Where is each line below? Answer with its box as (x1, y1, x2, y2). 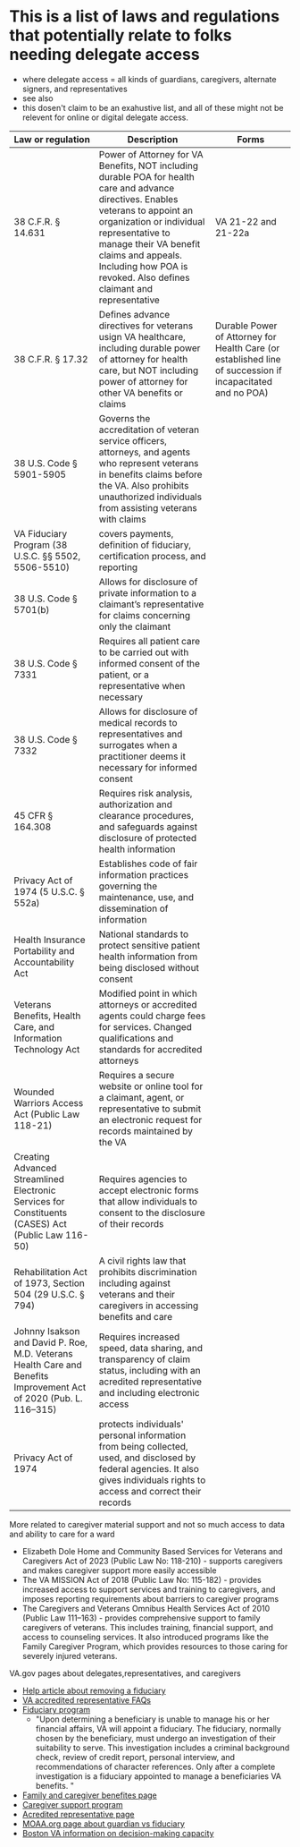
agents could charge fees (98, 1009, 206, 1022)
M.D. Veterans (13, 1347, 73, 1359)
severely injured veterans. (21, 1650, 118, 1661)
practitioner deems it (98, 750, 186, 762)
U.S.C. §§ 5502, (13, 549, 81, 562)
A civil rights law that (98, 1255, 187, 1267)
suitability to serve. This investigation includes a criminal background (35, 1742, 290, 1753)
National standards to (98, 928, 189, 941)
